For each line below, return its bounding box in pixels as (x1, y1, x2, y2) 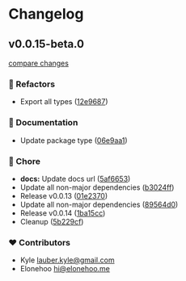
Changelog (8, 5, 84, 23)
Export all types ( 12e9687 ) (19, 97, 108, 107)
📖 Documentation (8, 117, 78, 128)
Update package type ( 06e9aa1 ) (19, 135, 128, 145)
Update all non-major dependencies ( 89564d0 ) (19, 199, 179, 209)
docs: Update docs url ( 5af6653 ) (19, 174, 131, 183)
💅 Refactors (8, 78, 55, 90)
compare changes (8, 58, 69, 68)
